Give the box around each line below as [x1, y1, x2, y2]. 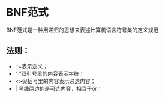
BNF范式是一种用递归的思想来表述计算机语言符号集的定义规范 [6, 26, 159, 33]
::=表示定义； [14, 62, 49, 69]
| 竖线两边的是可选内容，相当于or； [14, 85, 103, 92]
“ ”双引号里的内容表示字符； [14, 70, 85, 77]
